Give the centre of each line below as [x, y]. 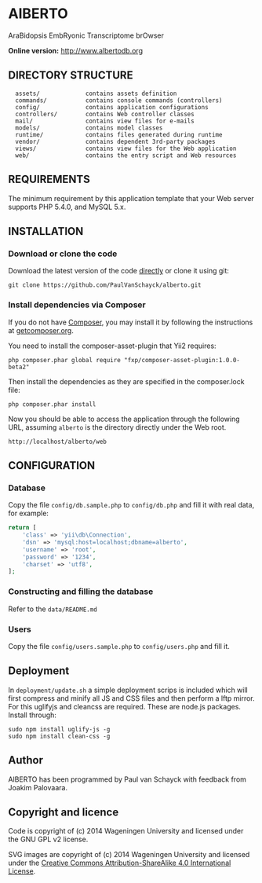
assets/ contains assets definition [96, 93]
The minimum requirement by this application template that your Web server [131, 198]
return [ [22, 528]
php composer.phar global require [65, 360]
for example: [29, 513]
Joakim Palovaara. [38, 787]
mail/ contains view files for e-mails [105, 121]
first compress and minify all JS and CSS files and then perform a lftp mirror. [131, 698]
